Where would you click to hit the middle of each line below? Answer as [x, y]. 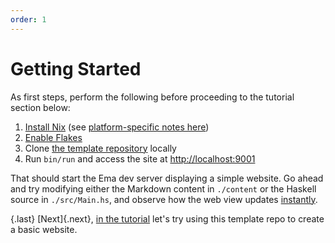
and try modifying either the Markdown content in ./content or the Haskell [163, 188]
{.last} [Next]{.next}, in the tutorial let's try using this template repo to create [167, 218]
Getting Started [76, 68]
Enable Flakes [53, 137]
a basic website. [44, 229]
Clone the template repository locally [100, 148]
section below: [40, 107]
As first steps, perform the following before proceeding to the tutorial [152, 97]
